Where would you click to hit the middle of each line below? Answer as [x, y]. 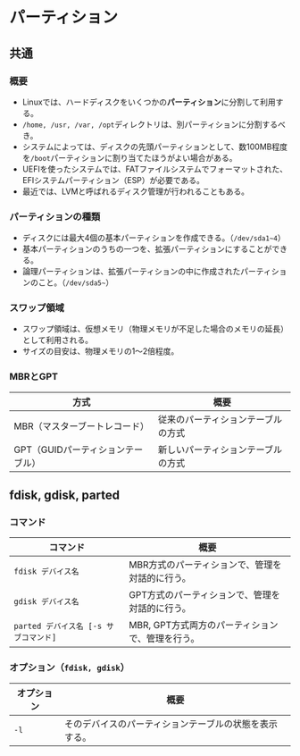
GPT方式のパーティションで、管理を [205, 595]
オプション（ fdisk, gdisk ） [69, 668]
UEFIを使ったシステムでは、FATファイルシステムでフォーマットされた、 [155, 169]
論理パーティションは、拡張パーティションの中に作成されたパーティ [147, 272]
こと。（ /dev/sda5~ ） [76, 282]
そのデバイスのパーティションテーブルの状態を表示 [171, 724]
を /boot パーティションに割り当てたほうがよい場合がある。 [130, 157]
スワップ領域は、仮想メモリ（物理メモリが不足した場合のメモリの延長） [155, 329]
